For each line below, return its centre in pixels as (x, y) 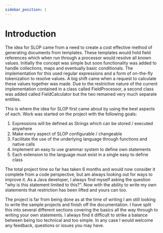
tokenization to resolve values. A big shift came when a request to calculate (81, 78)
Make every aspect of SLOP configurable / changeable (67, 134)
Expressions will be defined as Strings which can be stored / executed (82, 123)
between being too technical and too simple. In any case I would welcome (79, 220)
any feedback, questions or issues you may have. (55, 225)
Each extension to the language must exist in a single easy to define (80, 154)
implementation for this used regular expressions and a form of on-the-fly (79, 73)
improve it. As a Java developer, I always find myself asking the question (78, 179)
